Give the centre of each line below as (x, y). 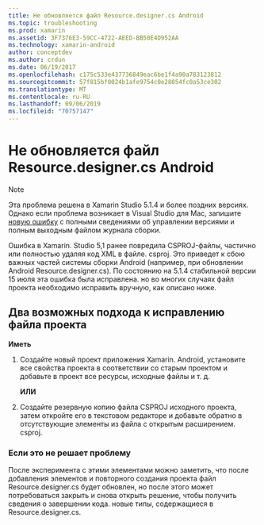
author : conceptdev (40, 52)
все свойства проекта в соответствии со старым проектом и (123, 368)
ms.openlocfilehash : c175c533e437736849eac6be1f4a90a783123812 (115, 75)
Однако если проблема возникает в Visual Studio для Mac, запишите (125, 213)
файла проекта (48, 325)
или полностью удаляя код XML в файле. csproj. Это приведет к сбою (127, 254)
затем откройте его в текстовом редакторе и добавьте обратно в (131, 415)
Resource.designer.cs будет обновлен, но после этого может (111, 487)
